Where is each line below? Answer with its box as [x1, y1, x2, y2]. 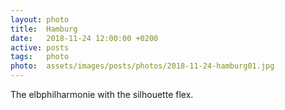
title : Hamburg [10, 24, 78, 34]
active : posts [10, 42, 70, 53]
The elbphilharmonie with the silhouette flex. [10, 89, 194, 100]
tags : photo [10, 52, 70, 62]
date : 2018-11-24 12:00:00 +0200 [10, 33, 159, 43]
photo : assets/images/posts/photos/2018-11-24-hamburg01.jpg [10, 61, 275, 71]
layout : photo [10, 14, 70, 25]
